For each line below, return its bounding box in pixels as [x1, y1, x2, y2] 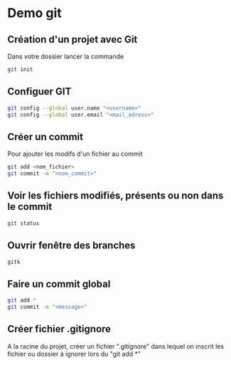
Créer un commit [7, 130, 84, 143]
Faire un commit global [7, 277, 111, 290]
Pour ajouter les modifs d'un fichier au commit [7, 149, 144, 158]
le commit [7, 201, 53, 213]
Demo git [7, 5, 62, 21]
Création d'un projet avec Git [7, 33, 138, 46]
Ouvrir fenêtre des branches [7, 240, 136, 252]
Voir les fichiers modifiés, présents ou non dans [7, 190, 224, 202]
